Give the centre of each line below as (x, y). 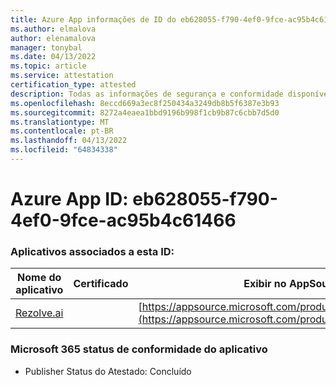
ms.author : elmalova (53, 29)
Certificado (101, 284)
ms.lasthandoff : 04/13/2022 (69, 141)
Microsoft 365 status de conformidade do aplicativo (139, 349)
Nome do (39, 278)
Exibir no (265, 284)
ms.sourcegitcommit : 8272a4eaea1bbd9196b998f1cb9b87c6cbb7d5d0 (145, 112)
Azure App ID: (69, 199)
